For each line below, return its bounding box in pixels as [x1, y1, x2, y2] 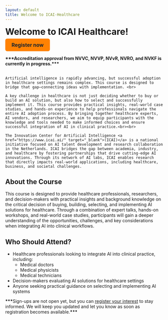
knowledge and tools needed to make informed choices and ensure [5, 119, 145, 125]
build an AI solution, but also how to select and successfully [5, 98, 143, 103]
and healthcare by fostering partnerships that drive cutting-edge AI [5, 151, 156, 156]
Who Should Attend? [5, 237, 72, 246]
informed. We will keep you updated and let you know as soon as [5, 303, 140, 310]
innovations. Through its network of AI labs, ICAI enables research [5, 155, 154, 160]
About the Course [5, 177, 62, 186]
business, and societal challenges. [5, 164, 82, 169]
